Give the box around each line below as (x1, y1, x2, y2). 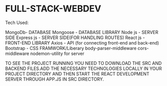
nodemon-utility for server (30, 50, 85, 56)
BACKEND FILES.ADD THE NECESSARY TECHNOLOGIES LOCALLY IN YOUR (5, 65, 162, 71)
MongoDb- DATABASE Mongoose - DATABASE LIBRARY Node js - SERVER (5, 29, 159, 35)
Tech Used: (5, 19, 29, 25)
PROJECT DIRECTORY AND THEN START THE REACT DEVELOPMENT (5, 70, 150, 76)
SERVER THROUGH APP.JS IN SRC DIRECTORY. (5, 76, 104, 82)
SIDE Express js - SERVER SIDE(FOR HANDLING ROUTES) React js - (5, 34, 145, 40)
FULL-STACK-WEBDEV (5, 3, 101, 14)
